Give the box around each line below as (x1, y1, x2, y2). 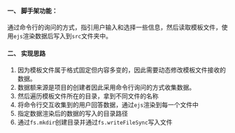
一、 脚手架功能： (7, 6, 58, 15)
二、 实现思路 (7, 49, 46, 57)
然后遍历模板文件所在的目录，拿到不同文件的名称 (17, 92, 159, 100)
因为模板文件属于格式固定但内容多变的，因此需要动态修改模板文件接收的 (17, 66, 226, 75)
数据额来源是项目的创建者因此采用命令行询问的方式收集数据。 (17, 84, 196, 92)
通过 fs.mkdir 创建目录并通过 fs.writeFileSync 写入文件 (17, 118, 173, 127)
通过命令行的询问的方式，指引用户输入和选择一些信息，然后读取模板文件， (7, 23, 222, 31)
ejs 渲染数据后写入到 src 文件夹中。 (13, 32, 112, 40)
